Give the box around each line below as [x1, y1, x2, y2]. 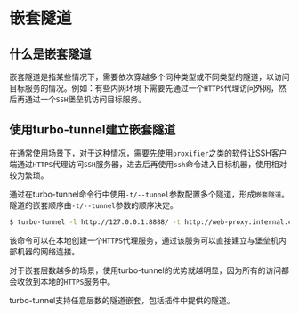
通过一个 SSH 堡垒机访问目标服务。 [24, 94, 147, 104]
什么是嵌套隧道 [9, 46, 92, 61]
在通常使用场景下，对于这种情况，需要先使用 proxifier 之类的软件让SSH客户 [9, 148, 287, 158]
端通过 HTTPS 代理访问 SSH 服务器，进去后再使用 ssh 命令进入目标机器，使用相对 [9, 158, 287, 169]
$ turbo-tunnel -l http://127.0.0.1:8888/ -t [9, 217, 181, 227]
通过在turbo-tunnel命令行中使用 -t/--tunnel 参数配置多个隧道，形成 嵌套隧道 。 [9, 189, 290, 199]
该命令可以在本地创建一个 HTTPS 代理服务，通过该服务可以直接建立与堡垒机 [9, 235, 279, 246]
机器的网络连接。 [16, 246, 80, 256]
